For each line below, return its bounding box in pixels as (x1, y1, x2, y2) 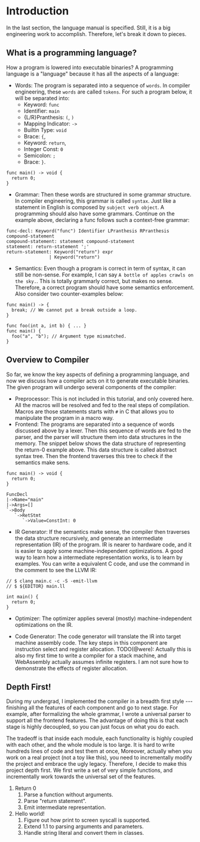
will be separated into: (14, 94, 70, 101)
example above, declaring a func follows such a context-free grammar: (14, 216, 190, 223)
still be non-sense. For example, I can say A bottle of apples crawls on (14, 271, 194, 278)
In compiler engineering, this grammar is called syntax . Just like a (14, 197, 176, 205)
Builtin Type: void (23, 126, 67, 133)
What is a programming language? (6, 48, 137, 58)
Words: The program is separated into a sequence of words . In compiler (14, 82, 190, 89)
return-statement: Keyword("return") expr (6, 249, 113, 255)
